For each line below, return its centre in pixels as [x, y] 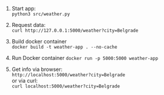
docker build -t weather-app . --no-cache [64, 47]
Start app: [24, 9]
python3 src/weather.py [41, 14]
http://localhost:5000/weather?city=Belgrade [68, 75]
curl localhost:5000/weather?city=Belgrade [66, 86]
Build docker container [39, 41]
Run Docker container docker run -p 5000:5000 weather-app [85, 58]
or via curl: [25, 81]
